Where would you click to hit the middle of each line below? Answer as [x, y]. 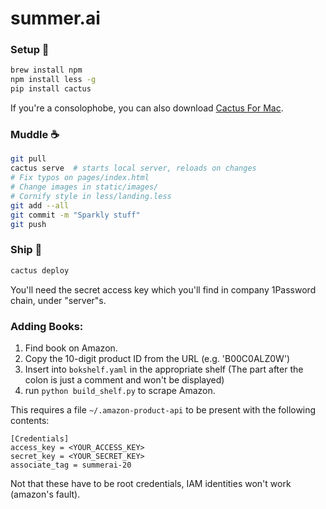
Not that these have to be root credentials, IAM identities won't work [151, 483]
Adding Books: [47, 326]
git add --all [40, 205]
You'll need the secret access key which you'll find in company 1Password [163, 289]
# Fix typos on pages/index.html [80, 178]
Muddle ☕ [35, 135]
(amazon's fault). [45, 494]
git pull [28, 159]
